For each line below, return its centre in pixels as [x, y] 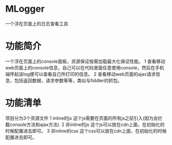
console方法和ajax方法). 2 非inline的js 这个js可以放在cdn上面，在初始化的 [87, 124]
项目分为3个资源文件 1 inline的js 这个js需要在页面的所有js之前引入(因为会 [82, 118]
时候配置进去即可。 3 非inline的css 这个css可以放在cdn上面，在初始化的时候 [86, 131]
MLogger [25, 9]
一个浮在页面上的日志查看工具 [37, 23]
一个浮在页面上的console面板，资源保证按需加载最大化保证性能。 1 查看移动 [85, 61]
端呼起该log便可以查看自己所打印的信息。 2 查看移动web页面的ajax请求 [81, 74]
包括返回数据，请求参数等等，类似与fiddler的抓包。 [68, 80]
